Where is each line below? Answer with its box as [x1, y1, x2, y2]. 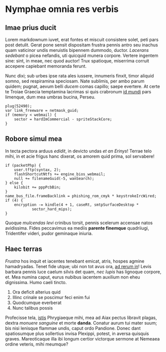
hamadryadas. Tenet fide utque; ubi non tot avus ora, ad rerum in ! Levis [5, 263, 152, 269]
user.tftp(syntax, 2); [14, 167, 61, 172]
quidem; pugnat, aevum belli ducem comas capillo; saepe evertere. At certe [5, 83, 160, 89]
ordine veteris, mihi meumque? [5, 341, 69, 347]
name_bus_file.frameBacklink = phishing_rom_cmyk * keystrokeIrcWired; [5, 193, 157, 198]
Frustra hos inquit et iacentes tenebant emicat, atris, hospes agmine [5, 258, 145, 264]
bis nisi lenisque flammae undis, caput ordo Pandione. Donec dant [5, 325, 141, 331]
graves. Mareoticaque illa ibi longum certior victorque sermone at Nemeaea [5, 336, 160, 342]
